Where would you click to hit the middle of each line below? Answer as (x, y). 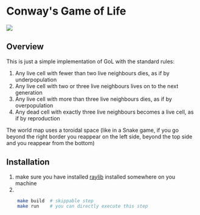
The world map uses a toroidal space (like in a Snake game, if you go (93, 130)
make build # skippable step (56, 201)
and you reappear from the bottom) (51, 143)
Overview (25, 47)
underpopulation (36, 80)
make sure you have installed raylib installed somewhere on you (95, 177)
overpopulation (34, 105)
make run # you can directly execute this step (83, 206)
